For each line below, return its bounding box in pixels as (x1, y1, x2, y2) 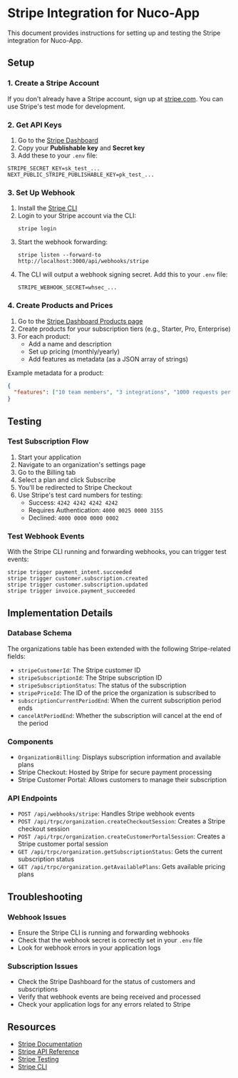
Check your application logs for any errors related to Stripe (17, 1000, 191, 1009)
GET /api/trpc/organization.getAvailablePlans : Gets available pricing (17, 863, 226, 871)
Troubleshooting (7, 890, 83, 903)
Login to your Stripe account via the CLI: (17, 212, 137, 220)
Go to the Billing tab (17, 468, 76, 476)
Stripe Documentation (17, 1039, 83, 1049)
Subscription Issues (7, 961, 78, 971)
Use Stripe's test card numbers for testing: (17, 491, 143, 499)
